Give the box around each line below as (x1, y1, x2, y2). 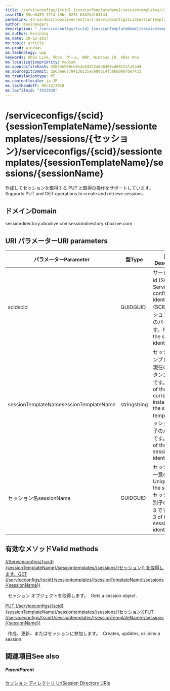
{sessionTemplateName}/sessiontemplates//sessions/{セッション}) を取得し (5, 564, 164, 570)
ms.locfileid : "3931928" (5, 87, 58, 93)
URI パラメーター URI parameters (5, 236, 108, 245)
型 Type (125, 256, 143, 263)
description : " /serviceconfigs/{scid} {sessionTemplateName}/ (5, 26, 142, 32)
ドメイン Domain (5, 206, 57, 215)
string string (120, 401, 148, 408)
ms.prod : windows (5, 45, 42, 50)
